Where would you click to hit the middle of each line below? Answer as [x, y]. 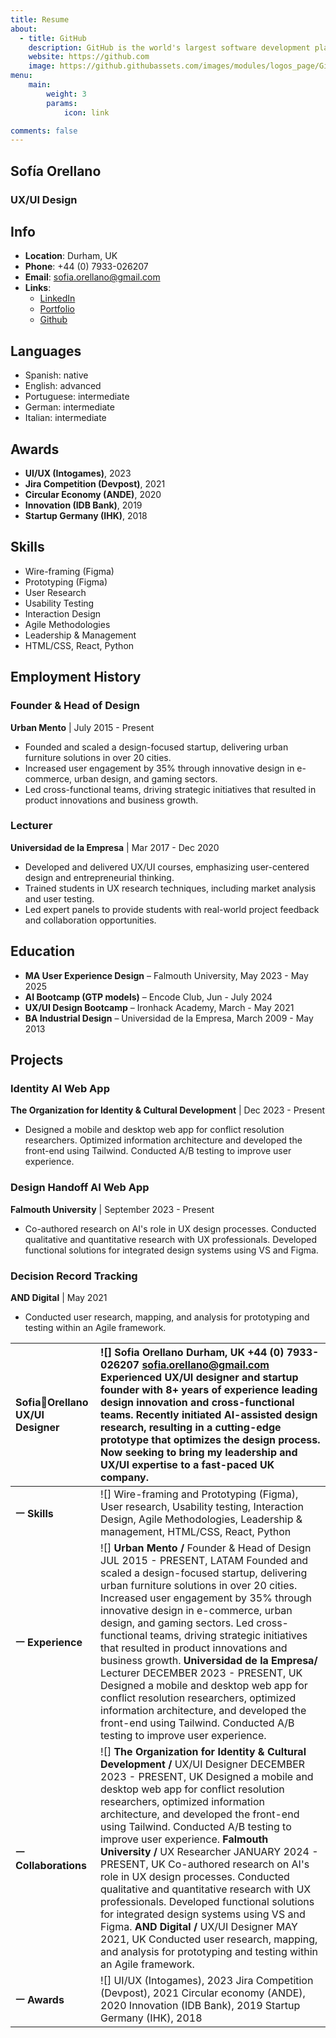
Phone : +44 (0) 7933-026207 [86, 267]
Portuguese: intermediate [77, 397]
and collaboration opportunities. [90, 920]
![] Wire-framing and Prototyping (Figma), [199, 1494]
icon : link [86, 112]
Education [43, 951]
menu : [21, 76]
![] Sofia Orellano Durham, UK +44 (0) [192, 1352]
